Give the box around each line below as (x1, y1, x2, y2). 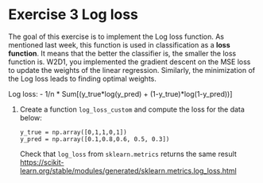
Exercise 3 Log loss (8, 6, 139, 24)
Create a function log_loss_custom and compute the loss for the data (19, 105, 245, 114)
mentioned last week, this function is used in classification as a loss (8, 40, 230, 49)
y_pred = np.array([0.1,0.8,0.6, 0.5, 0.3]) (19, 135, 170, 143)
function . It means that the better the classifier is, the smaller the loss (8, 48, 237, 58)
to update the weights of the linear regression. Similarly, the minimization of (8, 65, 256, 74)
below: (19, 112, 42, 122)
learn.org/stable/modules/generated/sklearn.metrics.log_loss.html (19, 166, 237, 175)
